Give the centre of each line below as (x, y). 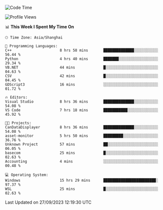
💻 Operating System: (27, 175)
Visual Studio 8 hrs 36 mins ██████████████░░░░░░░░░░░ (82, 102)
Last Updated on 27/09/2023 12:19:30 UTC (48, 202)
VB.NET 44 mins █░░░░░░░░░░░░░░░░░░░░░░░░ (82, 67)
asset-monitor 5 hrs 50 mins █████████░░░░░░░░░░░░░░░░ (82, 136)
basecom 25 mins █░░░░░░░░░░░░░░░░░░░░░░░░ (82, 153)
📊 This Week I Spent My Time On (40, 27)
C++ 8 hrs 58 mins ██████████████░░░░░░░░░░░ (82, 50)
